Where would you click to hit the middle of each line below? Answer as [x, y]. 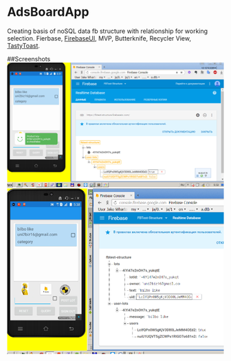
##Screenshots [29, 58]
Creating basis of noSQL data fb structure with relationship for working [108, 31]
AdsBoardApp [48, 12]
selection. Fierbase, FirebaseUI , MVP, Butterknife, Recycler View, [99, 38]
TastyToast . [23, 45]
